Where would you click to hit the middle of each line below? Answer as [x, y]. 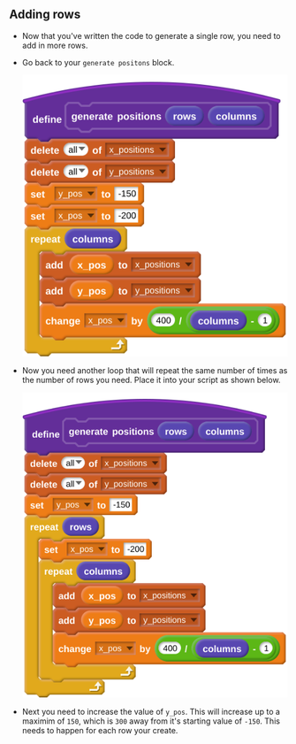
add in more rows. [55, 45]
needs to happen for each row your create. [100, 730]
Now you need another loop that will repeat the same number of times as [155, 370]
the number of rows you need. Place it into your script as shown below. [151, 380]
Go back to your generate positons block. [98, 62]
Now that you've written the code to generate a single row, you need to [151, 35]
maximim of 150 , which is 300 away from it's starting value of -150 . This [151, 721]
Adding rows [45, 15]
